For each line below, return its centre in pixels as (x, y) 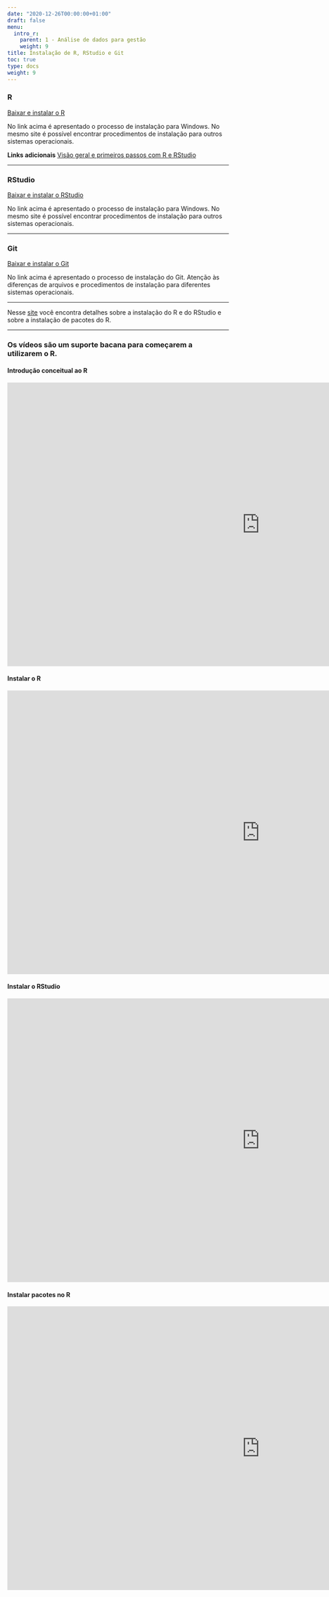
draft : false (26, 20)
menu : (15, 27)
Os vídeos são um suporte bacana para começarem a (100, 345)
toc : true (22, 60)
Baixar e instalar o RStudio (45, 195)
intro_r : (26, 33)
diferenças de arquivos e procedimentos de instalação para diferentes (109, 285)
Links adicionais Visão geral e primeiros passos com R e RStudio (102, 155)
